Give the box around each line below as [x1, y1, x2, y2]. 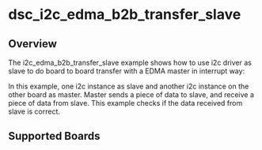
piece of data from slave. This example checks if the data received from [8, 99, 243, 107]
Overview [8, 37, 58, 51]
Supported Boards [8, 129, 101, 143]
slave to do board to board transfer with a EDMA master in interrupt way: [8, 66, 245, 76]
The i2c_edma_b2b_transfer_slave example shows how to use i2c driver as [8, 58, 252, 67]
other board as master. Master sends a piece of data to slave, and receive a [8, 90, 255, 99]
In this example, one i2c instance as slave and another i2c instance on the [8, 81, 249, 91]
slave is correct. [8, 107, 61, 116]
